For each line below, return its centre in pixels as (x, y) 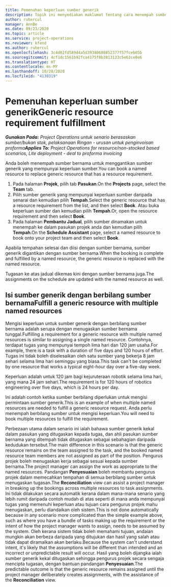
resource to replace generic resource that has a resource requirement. (79, 174)
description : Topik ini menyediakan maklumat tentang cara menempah (79, 15)
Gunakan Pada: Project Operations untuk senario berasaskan (70, 137)
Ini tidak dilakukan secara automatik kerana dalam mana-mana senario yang (85, 493)
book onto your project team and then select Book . (66, 238)
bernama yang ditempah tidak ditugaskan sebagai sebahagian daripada (80, 439)
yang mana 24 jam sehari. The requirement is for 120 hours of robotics (78, 381)
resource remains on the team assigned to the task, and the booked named (84, 450)
